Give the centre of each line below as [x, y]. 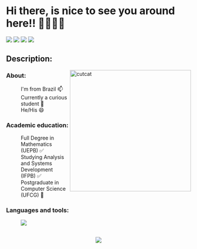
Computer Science [43, 188]
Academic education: [37, 125]
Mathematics [37, 144]
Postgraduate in [40, 182]
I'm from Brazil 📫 [42, 89]
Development [37, 170]
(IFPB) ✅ [31, 175]
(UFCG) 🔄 [32, 195]
